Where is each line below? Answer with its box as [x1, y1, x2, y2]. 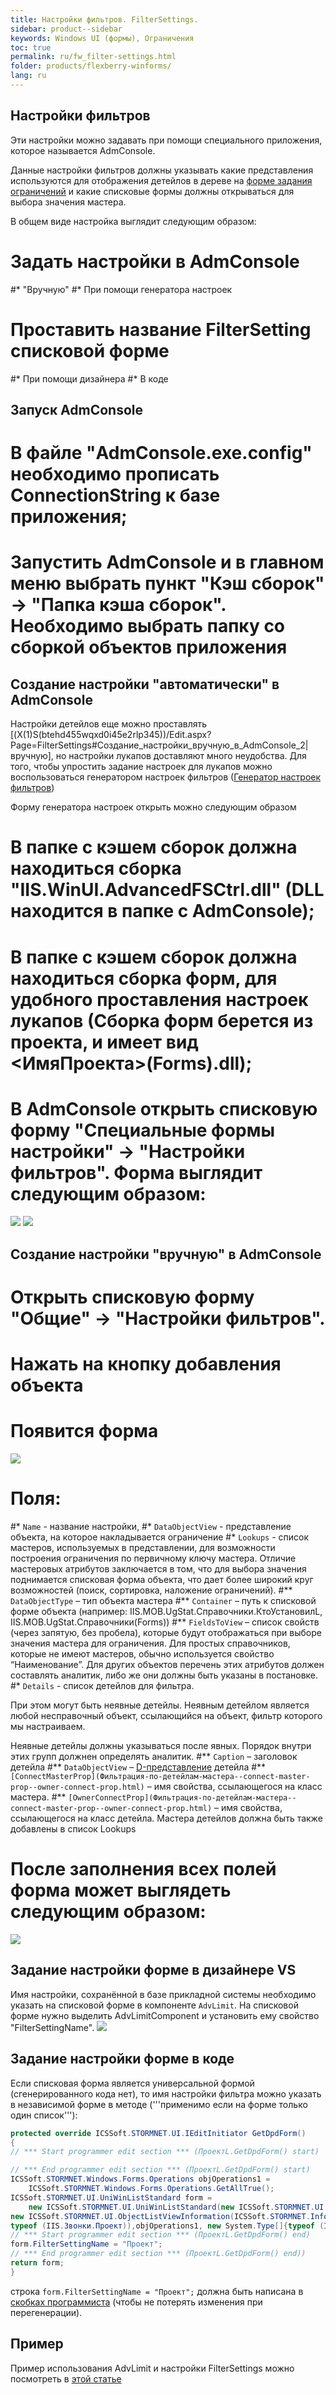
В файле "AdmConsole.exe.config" [10, 442, 313, 465]
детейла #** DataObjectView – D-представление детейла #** [10, 1761, 267, 1773]
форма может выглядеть [10, 1879, 232, 1902]
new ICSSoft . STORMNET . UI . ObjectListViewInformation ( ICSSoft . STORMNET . [10, 2211, 311, 2221]
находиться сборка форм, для [10, 967, 278, 990]
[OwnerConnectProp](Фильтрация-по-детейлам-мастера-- [68, 1793, 297, 1803]
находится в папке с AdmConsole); [10, 900, 315, 923]
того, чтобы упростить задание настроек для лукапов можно [10, 761, 273, 773]
